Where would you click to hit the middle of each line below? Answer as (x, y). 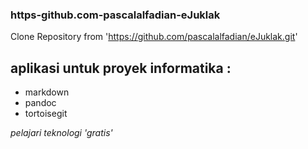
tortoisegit (46, 114)
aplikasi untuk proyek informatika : (121, 68)
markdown (47, 92)
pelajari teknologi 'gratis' (61, 133)
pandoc (40, 103)
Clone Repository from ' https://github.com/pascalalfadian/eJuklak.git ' (154, 37)
